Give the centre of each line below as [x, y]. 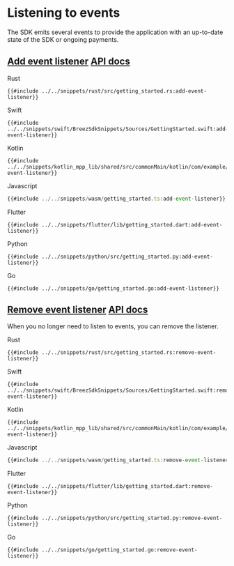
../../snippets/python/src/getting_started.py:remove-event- [132, 518]
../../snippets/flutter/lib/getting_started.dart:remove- [127, 487]
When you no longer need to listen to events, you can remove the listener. [113, 326]
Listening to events [64, 13]
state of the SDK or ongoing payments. [63, 39]
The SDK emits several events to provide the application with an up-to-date [115, 32]
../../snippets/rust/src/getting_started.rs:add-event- [124, 91]
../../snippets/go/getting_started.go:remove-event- [119, 550]
